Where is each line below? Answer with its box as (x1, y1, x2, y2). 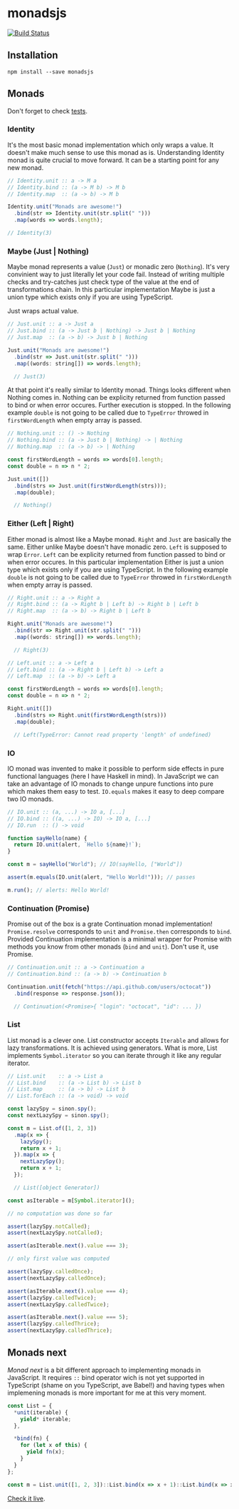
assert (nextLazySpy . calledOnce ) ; (7, 1274, 107, 1282)
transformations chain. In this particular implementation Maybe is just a (7, 286, 216, 294)
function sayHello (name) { (7, 834, 87, 842)
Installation (7, 49, 58, 61)
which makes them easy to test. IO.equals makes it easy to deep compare (7, 787, 225, 795)
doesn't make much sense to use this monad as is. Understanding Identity (7, 148, 225, 156)
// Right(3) (14, 646, 50, 654)
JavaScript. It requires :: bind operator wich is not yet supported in (7, 1373, 205, 1382)
